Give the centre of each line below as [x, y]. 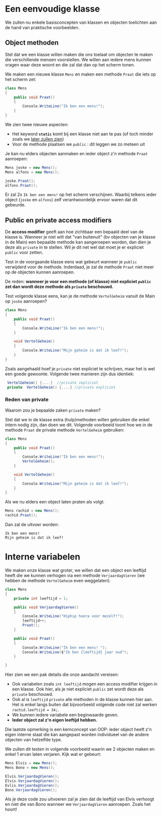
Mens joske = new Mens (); [31, 168]
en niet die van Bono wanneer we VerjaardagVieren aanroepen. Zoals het [78, 804]
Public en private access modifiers [59, 220]
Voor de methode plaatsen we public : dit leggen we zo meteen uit [78, 144]
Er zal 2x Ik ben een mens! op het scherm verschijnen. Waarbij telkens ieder [81, 194]
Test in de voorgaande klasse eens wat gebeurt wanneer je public [71, 262]
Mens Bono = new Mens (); [30, 768]
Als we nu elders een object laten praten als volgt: [55, 502]
